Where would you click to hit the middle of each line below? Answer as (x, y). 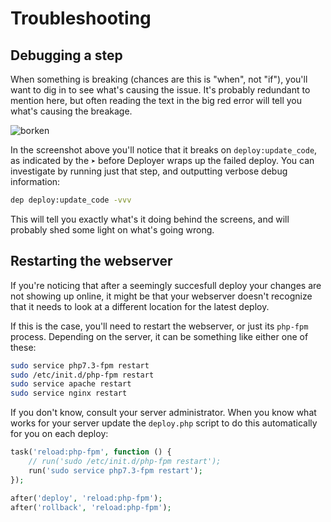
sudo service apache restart (71, 384)
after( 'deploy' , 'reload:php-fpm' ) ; (86, 498)
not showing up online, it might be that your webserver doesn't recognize (161, 296)
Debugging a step (66, 55)
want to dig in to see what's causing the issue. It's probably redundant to (160, 90)
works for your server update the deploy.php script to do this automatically (164, 423)
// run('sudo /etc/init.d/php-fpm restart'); (125, 462)
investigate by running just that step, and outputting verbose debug (149, 171)
